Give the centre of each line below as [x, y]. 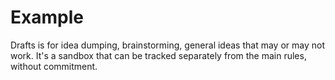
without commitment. [54, 66]
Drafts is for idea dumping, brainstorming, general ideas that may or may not [167, 45]
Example [47, 17]
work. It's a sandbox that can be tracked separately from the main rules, [158, 55]
